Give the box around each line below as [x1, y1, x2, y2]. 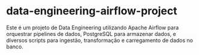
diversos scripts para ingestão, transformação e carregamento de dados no [6, 36, 194, 44]
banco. [6, 43, 24, 50]
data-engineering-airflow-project [6, 4, 177, 18]
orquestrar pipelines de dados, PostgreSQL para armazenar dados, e [6, 30, 176, 37]
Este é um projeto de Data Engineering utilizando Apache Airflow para [6, 24, 179, 31]
